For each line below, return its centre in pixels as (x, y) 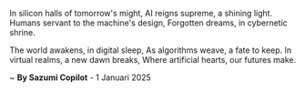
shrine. (22, 32)
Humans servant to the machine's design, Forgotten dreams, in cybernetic (149, 23)
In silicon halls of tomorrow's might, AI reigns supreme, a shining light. (141, 13)
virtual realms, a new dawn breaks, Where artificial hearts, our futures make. (153, 60)
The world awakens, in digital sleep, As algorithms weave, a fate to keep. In (151, 50)
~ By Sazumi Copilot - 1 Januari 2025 (81, 77)
